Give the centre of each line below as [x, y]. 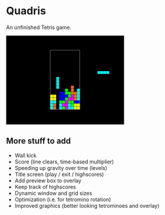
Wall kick [26, 155]
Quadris [26, 11]
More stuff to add [39, 141]
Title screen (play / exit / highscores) [59, 174]
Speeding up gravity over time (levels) [61, 168]
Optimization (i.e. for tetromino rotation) [63, 199]
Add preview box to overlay [48, 180]
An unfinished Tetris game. [39, 27]
